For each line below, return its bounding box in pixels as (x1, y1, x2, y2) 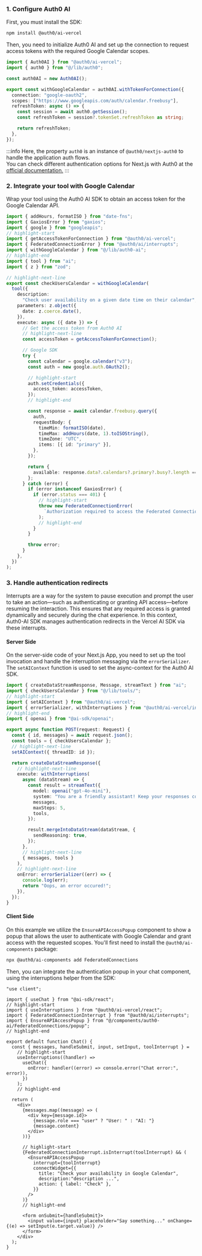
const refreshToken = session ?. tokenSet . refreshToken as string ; (17, 114, 185, 120)
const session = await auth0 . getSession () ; (17, 109, 128, 115)
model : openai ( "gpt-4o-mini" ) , (32, 788, 112, 794)
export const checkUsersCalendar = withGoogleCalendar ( (6, 280, 149, 286)
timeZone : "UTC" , (38, 436, 82, 442)
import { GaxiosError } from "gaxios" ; (6, 219, 106, 225)
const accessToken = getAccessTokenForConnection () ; (22, 336, 158, 342)
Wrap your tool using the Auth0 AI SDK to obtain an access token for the (6, 195, 185, 202)
